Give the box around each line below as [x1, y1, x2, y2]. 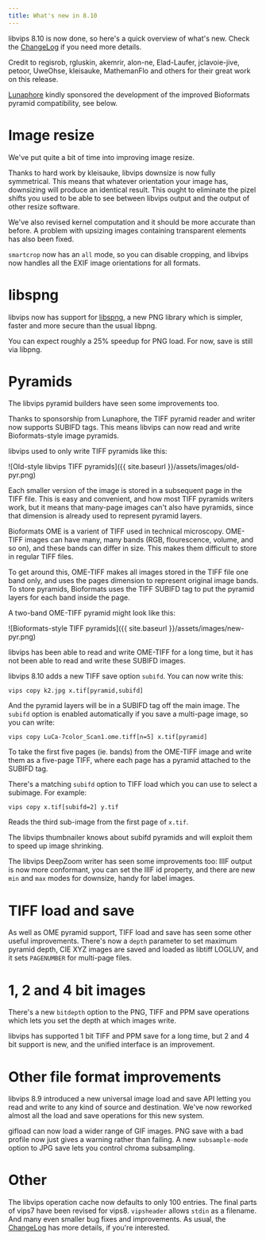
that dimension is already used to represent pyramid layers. [8, 511, 202, 521]
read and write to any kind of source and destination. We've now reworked [8, 1102, 253, 1112]
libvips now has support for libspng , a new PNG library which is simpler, [8, 312, 243, 322]
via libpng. [8, 344, 42, 354]
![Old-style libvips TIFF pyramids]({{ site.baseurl [8, 462, 167, 471]
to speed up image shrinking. [8, 841, 104, 851]
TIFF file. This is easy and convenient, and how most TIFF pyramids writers [8, 495, 254, 504]
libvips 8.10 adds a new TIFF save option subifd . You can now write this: [8, 671, 244, 681]
